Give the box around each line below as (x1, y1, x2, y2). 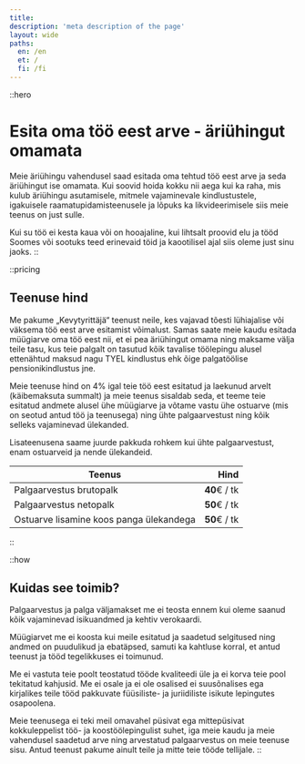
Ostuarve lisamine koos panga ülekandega (14, 513, 196, 525)
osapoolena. (9, 698, 56, 708)
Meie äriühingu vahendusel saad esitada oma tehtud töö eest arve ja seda (9, 170, 287, 181)
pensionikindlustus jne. (9, 362, 96, 373)
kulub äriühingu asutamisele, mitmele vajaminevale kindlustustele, (9, 189, 258, 200)
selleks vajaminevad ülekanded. (9, 419, 129, 430)
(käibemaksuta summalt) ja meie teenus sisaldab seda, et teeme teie (9, 390, 267, 401)
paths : (9, 38, 35, 48)
